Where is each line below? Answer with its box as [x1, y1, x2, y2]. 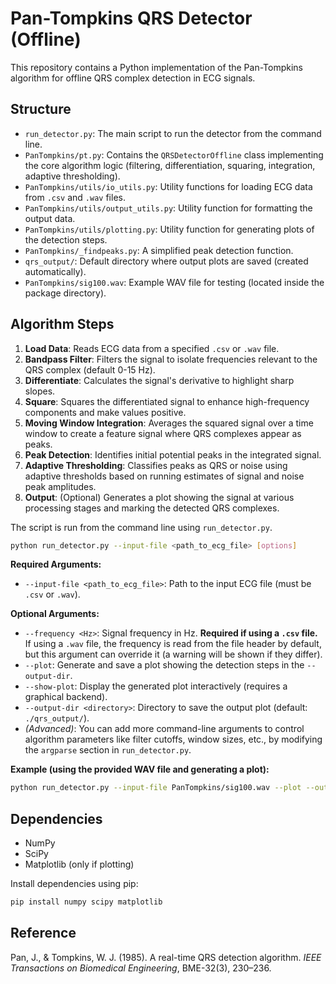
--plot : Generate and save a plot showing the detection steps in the [24, 659, 305, 671]
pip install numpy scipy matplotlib [10, 897, 163, 907]
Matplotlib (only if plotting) [24, 858, 135, 871]
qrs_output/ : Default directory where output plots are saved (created [24, 255, 309, 267]
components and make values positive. [24, 406, 187, 418]
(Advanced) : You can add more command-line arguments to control [24, 723, 305, 735]
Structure [10, 101, 72, 118]
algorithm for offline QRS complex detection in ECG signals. [10, 72, 256, 84]
